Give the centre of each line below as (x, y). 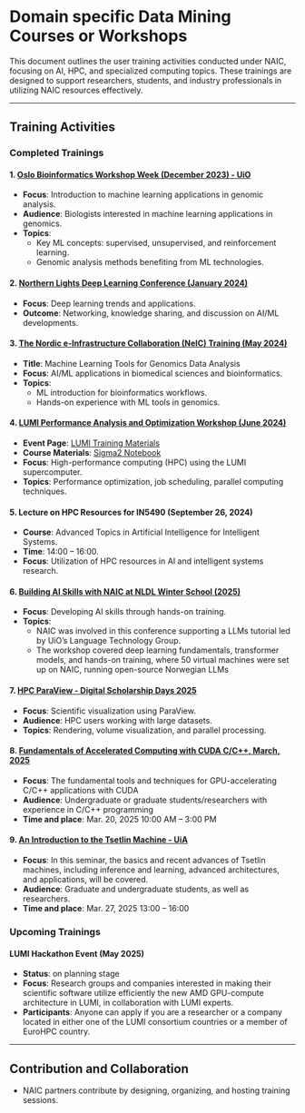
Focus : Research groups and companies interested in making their (147, 983)
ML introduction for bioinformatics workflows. (122, 392)
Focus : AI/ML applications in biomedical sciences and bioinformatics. (152, 373)
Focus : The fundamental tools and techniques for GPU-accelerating (149, 780)
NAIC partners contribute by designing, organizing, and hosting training (156, 1090)
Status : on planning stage (71, 974)
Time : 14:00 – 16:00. (61, 552)
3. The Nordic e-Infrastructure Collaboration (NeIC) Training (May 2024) (148, 343)
